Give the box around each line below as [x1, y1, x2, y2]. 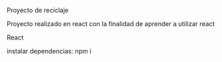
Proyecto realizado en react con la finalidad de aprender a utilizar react [6, 20, 215, 27]
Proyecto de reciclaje [6, 6, 69, 14]
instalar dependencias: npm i [6, 47, 92, 55]
